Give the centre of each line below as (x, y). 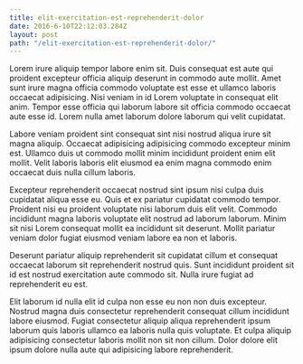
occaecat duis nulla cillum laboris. (72, 173)
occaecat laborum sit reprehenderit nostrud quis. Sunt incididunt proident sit (152, 265)
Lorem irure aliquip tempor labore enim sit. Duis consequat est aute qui (142, 69)
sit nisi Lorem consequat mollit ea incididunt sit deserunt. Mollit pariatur (142, 229)
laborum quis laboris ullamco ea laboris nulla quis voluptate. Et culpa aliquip (151, 331)
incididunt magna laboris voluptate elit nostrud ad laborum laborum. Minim (148, 219)
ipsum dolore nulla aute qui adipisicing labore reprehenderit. (121, 350)
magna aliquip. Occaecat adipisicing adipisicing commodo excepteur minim (150, 144)
